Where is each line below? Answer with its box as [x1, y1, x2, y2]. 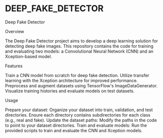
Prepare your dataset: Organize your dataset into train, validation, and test [5, 107, 153, 113]
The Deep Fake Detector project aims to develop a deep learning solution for [5, 38, 158, 44]
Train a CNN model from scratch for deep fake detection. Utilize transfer [5, 72, 149, 78]
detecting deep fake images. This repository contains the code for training [5, 43, 154, 49]
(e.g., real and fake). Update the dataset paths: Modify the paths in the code [5, 117, 157, 123]
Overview [5, 28, 24, 34]
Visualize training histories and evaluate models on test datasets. [5, 88, 135, 94]
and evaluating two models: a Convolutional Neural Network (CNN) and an [5, 48, 154, 54]
